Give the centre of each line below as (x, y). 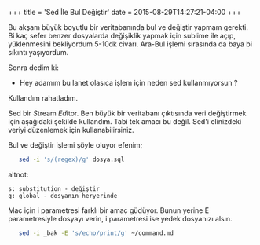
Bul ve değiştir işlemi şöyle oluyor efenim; (75, 145)
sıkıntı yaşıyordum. (38, 52)
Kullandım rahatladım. (43, 98)
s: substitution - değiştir (54, 188)
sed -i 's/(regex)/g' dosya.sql (71, 159)
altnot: (18, 174)
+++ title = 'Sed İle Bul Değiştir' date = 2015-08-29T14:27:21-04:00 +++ (125, 12)
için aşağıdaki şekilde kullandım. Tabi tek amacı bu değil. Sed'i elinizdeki (125, 121)
